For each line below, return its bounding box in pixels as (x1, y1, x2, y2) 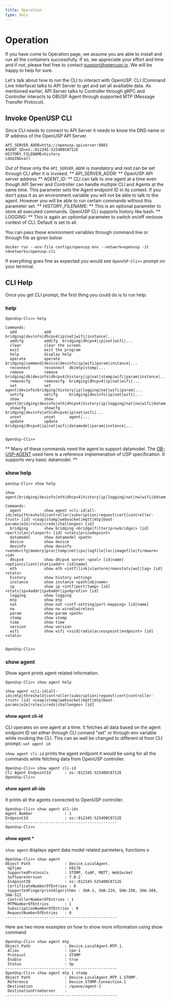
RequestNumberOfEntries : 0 (7, 910, 72, 915)
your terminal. (5, 264, 35, 270)
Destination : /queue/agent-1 (7, 984, 101, 989)
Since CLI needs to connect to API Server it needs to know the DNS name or (5, 127, 165, 133)
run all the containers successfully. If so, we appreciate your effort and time (5, 57, 164, 63)
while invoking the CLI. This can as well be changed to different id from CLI (5, 735, 163, 741)
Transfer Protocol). (5, 99, 45, 105)
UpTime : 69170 (7, 866, 81, 871)
